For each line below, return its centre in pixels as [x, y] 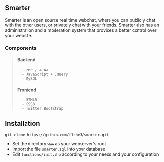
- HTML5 [30, 100]
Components [21, 48]
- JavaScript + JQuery [45, 74]
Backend [26, 60]
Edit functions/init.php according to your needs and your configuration [85, 154]
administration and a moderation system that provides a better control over [81, 30]
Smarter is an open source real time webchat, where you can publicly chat [80, 20]
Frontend [27, 90]
